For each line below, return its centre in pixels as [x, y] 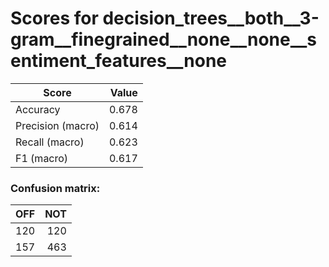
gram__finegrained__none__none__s [164, 39]
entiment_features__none [119, 61]
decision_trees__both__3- [211, 18]
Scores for [54, 18]
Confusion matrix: [55, 188]
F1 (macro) [42, 158]
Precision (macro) [57, 125]
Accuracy [38, 109]
